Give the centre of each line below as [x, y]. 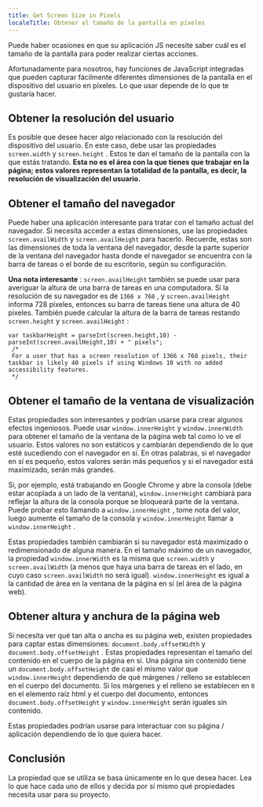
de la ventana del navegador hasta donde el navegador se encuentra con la [130, 256]
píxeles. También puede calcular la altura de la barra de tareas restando [124, 313]
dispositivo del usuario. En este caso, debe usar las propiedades [112, 145]
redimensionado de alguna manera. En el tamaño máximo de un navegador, [130, 550]
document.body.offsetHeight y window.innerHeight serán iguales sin [118, 702]
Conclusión [37, 759]
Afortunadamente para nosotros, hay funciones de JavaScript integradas [126, 68]
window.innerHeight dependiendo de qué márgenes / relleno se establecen [129, 677]
